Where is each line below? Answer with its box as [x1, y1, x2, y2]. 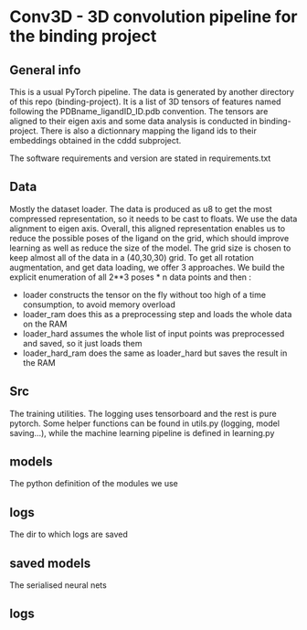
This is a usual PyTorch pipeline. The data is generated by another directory [9, 87, 295, 97]
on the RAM [22, 318, 68, 329]
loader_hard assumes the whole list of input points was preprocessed [22, 327, 285, 339]
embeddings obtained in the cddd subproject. [9, 135, 182, 145]
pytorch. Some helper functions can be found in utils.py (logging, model [9, 418, 281, 429]
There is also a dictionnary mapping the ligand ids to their [40, 125, 258, 136]
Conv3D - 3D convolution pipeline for [9, 6, 298, 27]
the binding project [9, 26, 157, 47]
